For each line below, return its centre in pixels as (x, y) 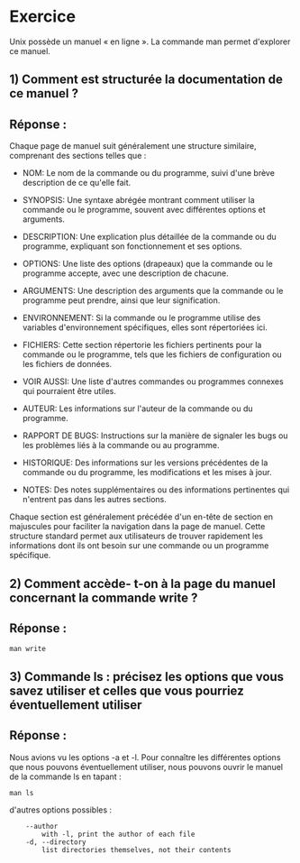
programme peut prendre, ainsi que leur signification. (121, 300)
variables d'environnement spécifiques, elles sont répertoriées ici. (145, 327)
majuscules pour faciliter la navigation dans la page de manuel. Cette (137, 527)
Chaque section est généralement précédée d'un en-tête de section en (141, 517)
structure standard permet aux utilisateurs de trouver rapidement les (136, 536)
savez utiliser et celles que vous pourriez (127, 690)
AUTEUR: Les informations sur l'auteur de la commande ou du (138, 409)
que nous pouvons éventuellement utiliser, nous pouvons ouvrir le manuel (146, 767)
